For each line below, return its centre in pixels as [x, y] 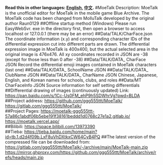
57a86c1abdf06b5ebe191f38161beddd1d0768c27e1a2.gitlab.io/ [68, 116]
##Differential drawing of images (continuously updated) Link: [67, 90]
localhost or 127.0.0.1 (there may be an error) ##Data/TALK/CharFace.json [79, 34]
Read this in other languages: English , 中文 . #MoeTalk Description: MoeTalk [81, 8]
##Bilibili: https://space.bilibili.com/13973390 [50, 126]
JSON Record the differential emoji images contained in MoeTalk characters [81, 65]
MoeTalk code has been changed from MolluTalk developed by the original [80, 18]
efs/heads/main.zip [24, 157]
